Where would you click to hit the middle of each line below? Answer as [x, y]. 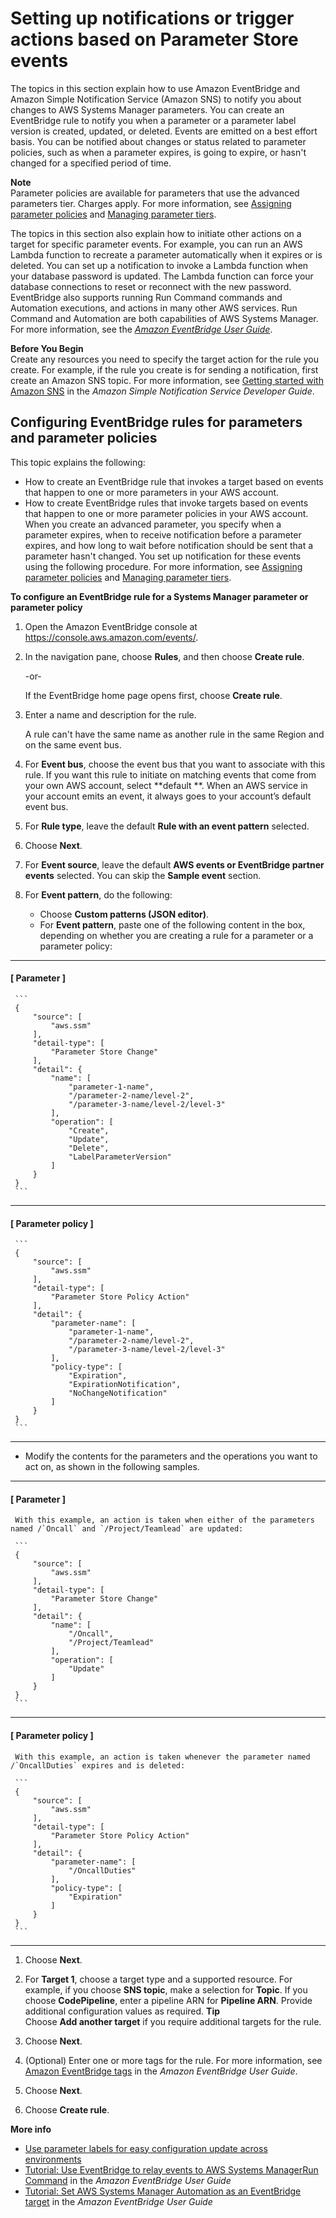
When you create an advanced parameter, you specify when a [153, 524]
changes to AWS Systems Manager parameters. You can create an [147, 109]
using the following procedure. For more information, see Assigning [163, 566]
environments [53, 2159]
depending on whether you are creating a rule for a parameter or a [176, 935]
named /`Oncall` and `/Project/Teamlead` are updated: [127, 1529]
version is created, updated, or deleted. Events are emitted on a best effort [164, 131]
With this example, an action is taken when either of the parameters [164, 1520]
